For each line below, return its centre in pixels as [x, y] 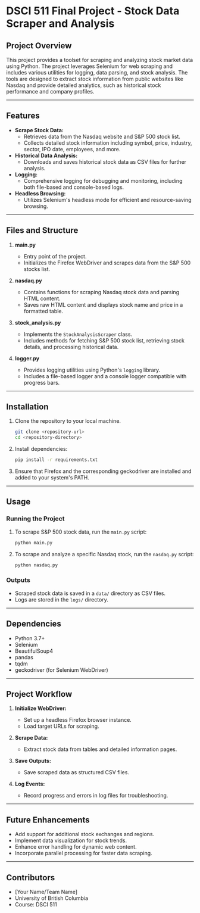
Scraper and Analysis [60, 24]
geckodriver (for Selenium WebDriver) [61, 670]
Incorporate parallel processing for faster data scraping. [84, 853]
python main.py [34, 543]
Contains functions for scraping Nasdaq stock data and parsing [101, 292]
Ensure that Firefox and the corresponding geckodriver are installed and [103, 471]
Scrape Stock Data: [39, 130]
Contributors [31, 878]
